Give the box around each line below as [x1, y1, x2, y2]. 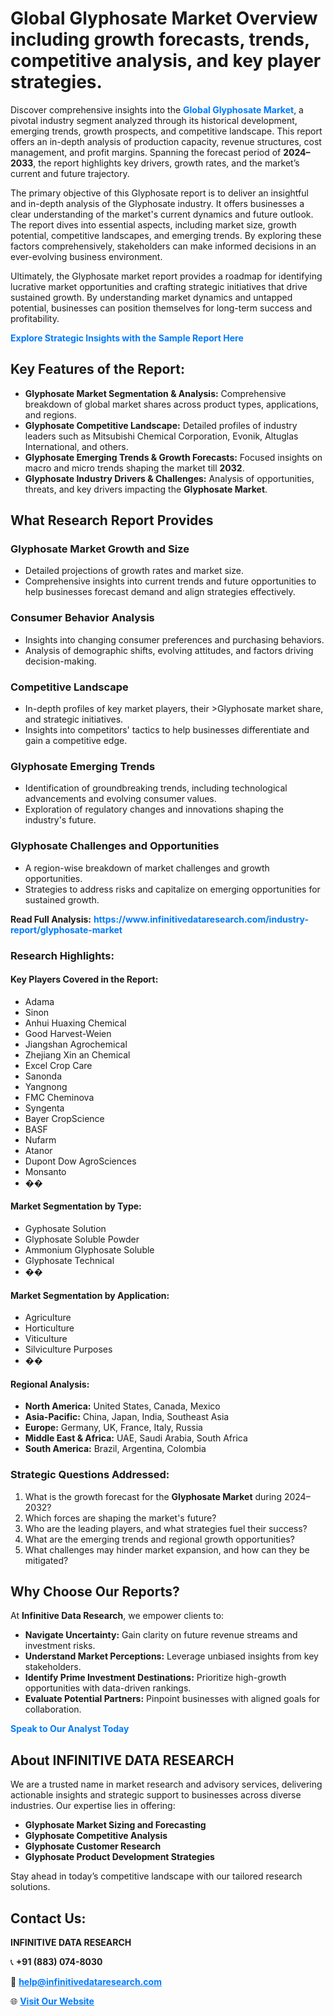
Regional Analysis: [10, 1378, 90, 1390]
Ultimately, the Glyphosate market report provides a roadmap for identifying [10, 270, 323, 282]
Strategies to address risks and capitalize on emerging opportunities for [24, 883, 321, 895]
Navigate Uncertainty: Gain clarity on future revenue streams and [24, 1629, 298, 1641]
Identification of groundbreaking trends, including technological [24, 782, 288, 794]
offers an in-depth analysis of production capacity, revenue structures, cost [10, 135, 322, 147]
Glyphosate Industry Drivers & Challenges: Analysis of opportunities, [24, 472, 315, 484]
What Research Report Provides [10, 512, 214, 529]
